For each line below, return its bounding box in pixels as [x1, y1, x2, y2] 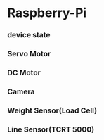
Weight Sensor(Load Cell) [7, 106, 97, 115]
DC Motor [7, 68, 41, 77]
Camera [7, 87, 35, 96]
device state [7, 30, 51, 40]
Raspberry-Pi [7, 5, 87, 21]
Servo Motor [7, 49, 51, 59]
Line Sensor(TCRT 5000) [7, 125, 95, 134]
